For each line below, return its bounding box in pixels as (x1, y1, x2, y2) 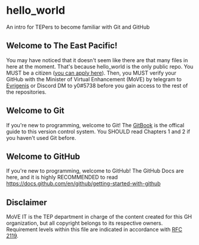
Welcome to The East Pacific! (6, 41, 118, 51)
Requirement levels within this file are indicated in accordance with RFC (6, 226, 182, 233)
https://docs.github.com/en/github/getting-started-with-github (6, 180, 161, 187)
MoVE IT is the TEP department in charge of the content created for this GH (6, 213, 192, 220)
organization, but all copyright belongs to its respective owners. (6, 219, 163, 227)
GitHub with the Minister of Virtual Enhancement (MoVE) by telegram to (6, 75, 182, 82)
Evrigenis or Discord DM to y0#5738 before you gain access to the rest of (6, 82, 188, 89)
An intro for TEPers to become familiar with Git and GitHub (6, 23, 150, 30)
